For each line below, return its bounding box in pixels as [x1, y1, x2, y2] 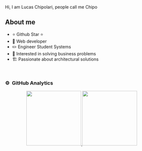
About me [5, 18, 35, 26]
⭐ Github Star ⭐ [12, 31, 44, 37]
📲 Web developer [12, 38, 47, 44]
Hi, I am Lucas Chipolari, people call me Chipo [5, 4, 98, 10]
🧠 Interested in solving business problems [12, 50, 96, 56]
